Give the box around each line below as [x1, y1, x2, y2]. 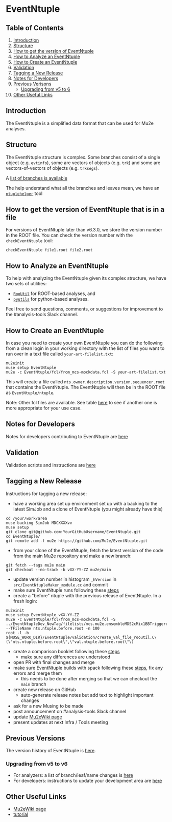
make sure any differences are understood [20, 654, 110, 660]
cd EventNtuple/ [6, 534, 40, 539]
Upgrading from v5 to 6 [20, 86, 70, 92]
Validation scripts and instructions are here [6, 462, 96, 468]
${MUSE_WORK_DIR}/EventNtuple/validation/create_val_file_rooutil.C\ [6, 635, 157, 640]
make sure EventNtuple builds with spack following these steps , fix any [13, 664, 163, 671]
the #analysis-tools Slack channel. [6, 311, 78, 318]
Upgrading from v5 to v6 [6, 760, 68, 768]
